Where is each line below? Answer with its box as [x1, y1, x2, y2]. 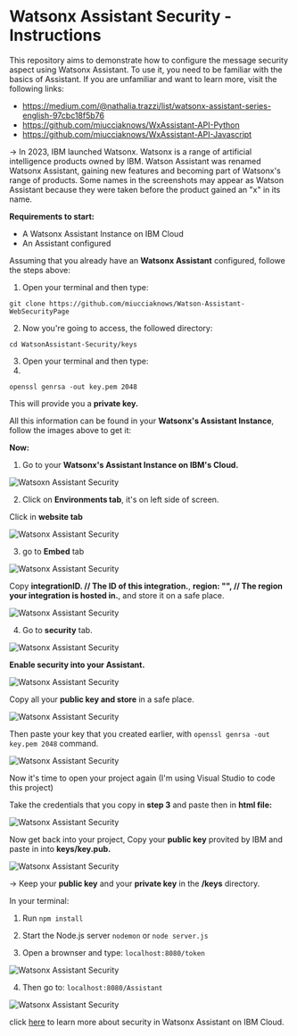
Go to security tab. [21, 624, 93, 635]
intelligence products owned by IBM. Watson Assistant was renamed [9, 155, 261, 166]
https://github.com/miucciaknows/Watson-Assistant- [48, 299, 245, 308]
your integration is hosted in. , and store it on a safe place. [9, 589, 225, 600]
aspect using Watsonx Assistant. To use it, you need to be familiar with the [9, 64, 283, 75]
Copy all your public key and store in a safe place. [9, 694, 194, 705]
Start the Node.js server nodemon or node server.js [21, 930, 209, 940]
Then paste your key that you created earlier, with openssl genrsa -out [9, 728, 270, 739]
